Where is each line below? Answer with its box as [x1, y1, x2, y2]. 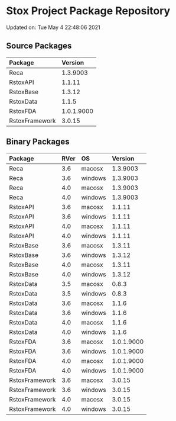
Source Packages [6, 41, 72, 51]
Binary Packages [6, 137, 70, 147]
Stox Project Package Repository [6, 4, 171, 18]
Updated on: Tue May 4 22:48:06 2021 [6, 24, 100, 31]
